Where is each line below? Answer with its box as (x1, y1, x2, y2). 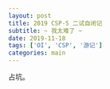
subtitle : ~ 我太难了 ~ (8, 26, 82, 34)
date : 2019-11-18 (8, 34, 66, 42)
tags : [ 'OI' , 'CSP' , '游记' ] (8, 42, 103, 50)
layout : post (8, 11, 52, 20)
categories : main (8, 49, 66, 57)
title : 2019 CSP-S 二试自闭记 (8, 19, 103, 27)
